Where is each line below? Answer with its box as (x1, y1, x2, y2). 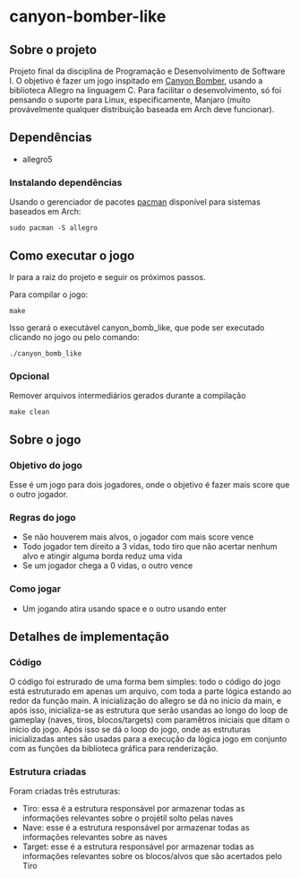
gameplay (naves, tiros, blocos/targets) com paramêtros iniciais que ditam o (9, 715, 290, 725)
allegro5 (21, 154, 53, 164)
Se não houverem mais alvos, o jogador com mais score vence (21, 531, 254, 542)
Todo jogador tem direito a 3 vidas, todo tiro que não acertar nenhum (21, 541, 278, 552)
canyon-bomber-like (9, 6, 167, 27)
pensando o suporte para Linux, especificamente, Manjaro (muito (9, 94, 251, 105)
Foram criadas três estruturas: (9, 786, 121, 796)
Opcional (9, 370, 50, 382)
